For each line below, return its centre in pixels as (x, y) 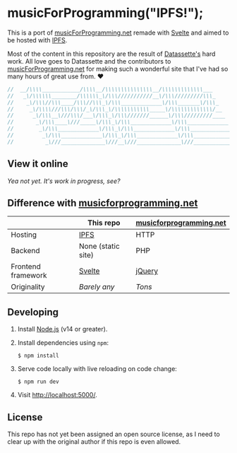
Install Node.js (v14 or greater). (62, 329)
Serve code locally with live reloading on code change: (97, 369)
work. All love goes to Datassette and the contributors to (89, 61)
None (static (99, 247)
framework (29, 276)
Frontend (26, 266)
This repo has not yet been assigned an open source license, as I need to (114, 434)
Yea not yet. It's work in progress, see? (64, 181)
